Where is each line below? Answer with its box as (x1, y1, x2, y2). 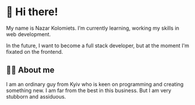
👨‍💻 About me (6, 65, 54, 75)
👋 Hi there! (6, 5, 59, 19)
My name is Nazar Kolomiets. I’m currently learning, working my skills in (6, 24, 180, 32)
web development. (6, 30, 51, 37)
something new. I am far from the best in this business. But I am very (6, 87, 172, 94)
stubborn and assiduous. (6, 93, 66, 100)
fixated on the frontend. (6, 48, 63, 55)
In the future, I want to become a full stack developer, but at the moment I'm (6, 42, 189, 49)
